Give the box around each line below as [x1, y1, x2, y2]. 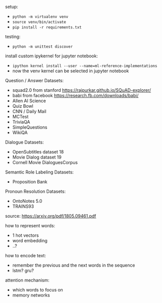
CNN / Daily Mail [12, 109, 46, 114]
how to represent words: [5, 223, 56, 228]
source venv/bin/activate [12, 19, 66, 24]
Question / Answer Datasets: [5, 78, 64, 83]
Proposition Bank [12, 179, 48, 184]
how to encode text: [5, 253, 46, 258]
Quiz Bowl [12, 103, 33, 109]
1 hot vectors [12, 232, 39, 238]
